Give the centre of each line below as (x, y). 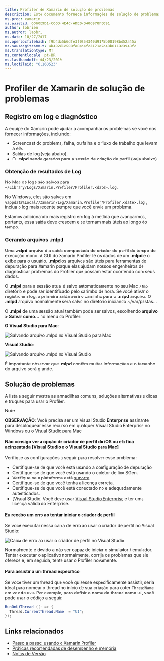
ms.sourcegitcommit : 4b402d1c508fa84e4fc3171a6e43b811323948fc (71, 46)
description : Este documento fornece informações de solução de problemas (83, 14)
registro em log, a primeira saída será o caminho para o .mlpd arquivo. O (78, 296)
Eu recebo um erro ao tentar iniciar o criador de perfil (60, 515)
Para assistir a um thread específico (42, 571)
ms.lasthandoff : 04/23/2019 (34, 60)
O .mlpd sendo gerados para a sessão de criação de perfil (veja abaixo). (85, 159)
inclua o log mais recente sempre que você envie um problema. (69, 207)
